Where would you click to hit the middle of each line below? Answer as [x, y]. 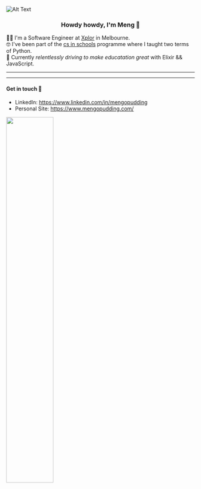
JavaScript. [20, 64]
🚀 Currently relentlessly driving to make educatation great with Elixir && [94, 58]
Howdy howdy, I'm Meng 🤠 [100, 25]
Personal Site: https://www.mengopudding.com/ [74, 109]
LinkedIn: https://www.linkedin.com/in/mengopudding [81, 102]
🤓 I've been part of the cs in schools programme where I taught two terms [98, 44]
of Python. [19, 51]
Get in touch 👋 [24, 88]
